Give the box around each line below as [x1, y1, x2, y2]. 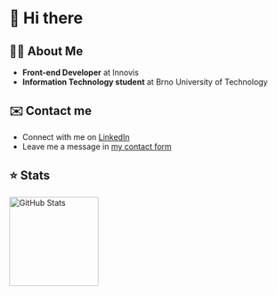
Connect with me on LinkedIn [21, 131, 130, 142]
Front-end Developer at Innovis [21, 67, 140, 78]
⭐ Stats [9, 168, 51, 184]
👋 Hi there [9, 8, 83, 29]
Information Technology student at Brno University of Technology [21, 77, 268, 87]
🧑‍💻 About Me [9, 44, 84, 59]
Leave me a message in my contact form [21, 141, 172, 152]
